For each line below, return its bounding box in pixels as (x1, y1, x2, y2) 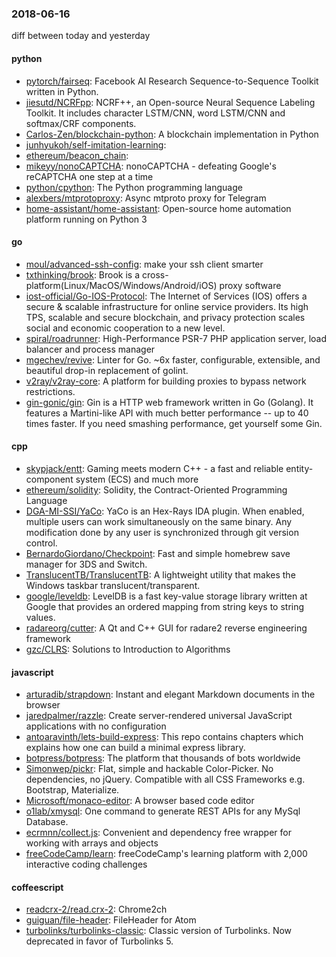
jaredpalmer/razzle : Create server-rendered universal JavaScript (25, 710, 293, 722)
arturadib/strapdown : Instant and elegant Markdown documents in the (25, 688, 316, 701)
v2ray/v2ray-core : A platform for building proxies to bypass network (25, 375, 307, 387)
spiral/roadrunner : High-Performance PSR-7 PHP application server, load (25, 332, 328, 344)
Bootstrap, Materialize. (25, 784, 120, 796)
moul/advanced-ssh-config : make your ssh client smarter (25, 258, 264, 270)
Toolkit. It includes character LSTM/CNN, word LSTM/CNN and (25, 107, 286, 119)
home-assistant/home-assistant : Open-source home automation (25, 202, 292, 214)
